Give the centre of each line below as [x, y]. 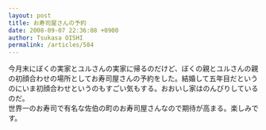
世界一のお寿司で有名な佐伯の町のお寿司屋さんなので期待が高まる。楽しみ [130, 109]
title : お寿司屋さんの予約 [48, 23]
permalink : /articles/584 [51, 45]
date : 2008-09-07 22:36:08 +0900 [64, 30]
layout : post [30, 15]
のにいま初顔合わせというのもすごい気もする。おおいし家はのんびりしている [133, 89]
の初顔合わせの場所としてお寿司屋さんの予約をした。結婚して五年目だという [133, 78]
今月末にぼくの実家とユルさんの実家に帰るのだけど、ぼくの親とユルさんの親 [133, 69]
